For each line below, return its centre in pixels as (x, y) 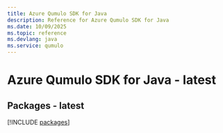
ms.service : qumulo (35, 46)
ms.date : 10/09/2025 (37, 26)
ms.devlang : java (32, 39)
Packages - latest (46, 106)
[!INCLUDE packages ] (39, 122)
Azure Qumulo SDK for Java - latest (112, 80)
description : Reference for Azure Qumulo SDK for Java (88, 20)
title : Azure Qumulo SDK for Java (57, 14)
